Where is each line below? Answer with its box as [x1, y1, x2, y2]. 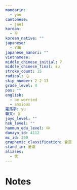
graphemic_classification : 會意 [5, 140, 72, 145]
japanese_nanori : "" [5, 50, 49, 55]
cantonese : [5, 17, 28, 22]
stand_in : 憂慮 [5, 144, 36, 150]
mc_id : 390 [5, 135, 28, 140]
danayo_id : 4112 [5, 130, 40, 135]
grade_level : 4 [5, 83, 37, 88]
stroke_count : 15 [5, 69, 42, 74]
